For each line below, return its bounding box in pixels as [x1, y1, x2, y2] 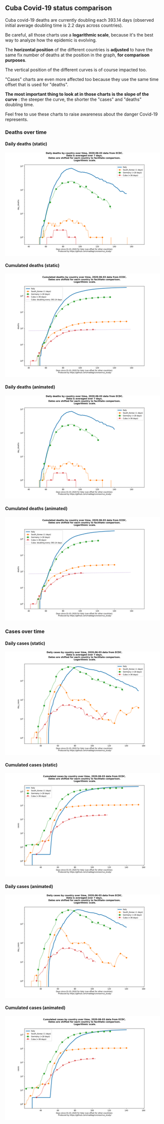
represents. [5, 116, 28, 122]
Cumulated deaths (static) [5, 263, 60, 269]
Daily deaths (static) [5, 141, 48, 147]
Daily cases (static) [5, 640, 46, 646]
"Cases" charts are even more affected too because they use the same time [5, 76, 159, 82]
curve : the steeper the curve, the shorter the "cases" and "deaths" [5, 96, 142, 102]
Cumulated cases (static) [5, 762, 58, 768]
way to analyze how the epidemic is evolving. [5, 37, 97, 43]
